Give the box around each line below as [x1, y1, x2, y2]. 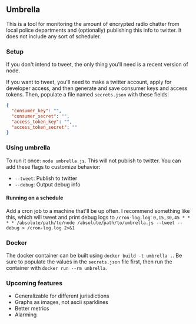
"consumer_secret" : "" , [11, 113, 69, 119]
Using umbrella [6, 143, 51, 152]
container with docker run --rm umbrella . [6, 265, 107, 272]
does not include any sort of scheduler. [6, 32, 101, 40]
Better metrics [14, 305, 49, 312]
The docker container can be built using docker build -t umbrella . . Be [6, 252, 182, 259]
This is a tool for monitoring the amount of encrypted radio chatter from [6, 20, 180, 27]
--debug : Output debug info [14, 181, 81, 188]
